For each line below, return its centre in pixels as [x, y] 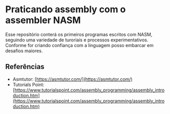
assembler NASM [43, 20]
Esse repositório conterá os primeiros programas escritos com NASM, [79, 34]
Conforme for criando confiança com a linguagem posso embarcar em [80, 45]
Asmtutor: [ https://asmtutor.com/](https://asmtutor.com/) [72, 79]
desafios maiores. [24, 51]
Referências [25, 67]
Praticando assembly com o [66, 9]
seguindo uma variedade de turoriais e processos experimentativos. [77, 40]
